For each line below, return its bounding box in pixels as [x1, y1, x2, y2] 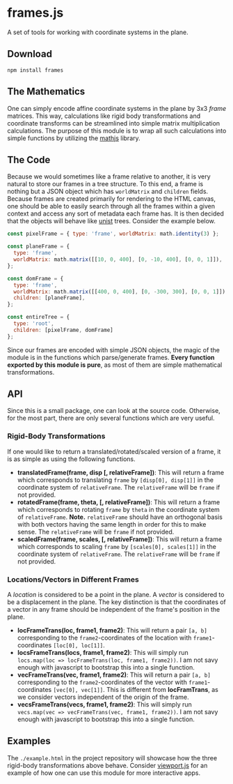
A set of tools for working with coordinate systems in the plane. [7, 28, 189, 36]
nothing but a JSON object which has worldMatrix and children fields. [7, 187, 209, 196]
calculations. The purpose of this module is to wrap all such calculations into [7, 126, 227, 135]
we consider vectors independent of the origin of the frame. [17, 693, 189, 702]
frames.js [7, 5, 64, 21]
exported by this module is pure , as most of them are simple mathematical [7, 361, 223, 369]
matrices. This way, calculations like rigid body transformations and [7, 112, 201, 120]
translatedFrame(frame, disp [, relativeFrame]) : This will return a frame [17, 468, 225, 476]
